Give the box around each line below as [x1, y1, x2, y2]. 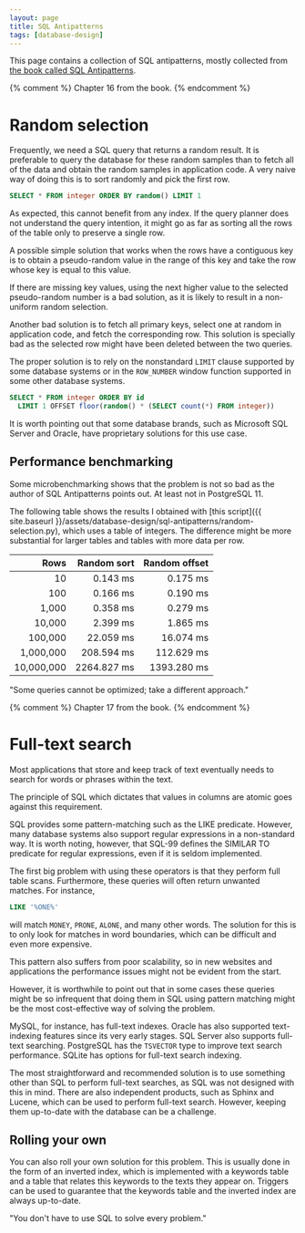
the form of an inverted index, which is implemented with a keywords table [9, 1166, 290, 1177]
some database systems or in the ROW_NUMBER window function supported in [9, 366, 291, 377]
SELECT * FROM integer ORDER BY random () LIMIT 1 [9, 192, 202, 201]
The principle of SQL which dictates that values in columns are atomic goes [9, 791, 293, 803]
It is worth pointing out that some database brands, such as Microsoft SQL [9, 418, 289, 429]
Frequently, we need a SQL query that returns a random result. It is [9, 145, 259, 156]
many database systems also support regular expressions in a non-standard [9, 828, 295, 839]
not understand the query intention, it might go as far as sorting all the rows [9, 218, 293, 229]
